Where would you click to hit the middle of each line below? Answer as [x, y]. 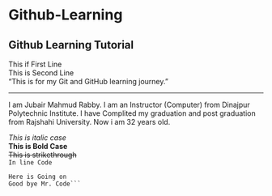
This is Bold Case [38, 146]
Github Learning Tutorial [71, 45]
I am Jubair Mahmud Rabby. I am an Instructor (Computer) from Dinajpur [130, 104]
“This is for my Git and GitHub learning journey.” [88, 81]
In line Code [30, 163]
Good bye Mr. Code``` [45, 184]
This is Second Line [41, 73]
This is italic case [37, 138]
